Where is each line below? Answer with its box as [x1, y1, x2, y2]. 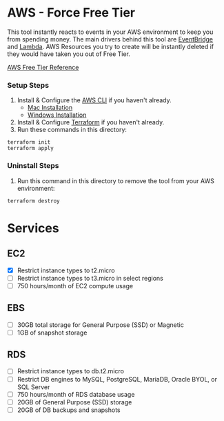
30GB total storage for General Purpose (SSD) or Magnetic [17, 320, 184, 329]
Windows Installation [27, 111, 87, 119]
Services [7, 220, 60, 236]
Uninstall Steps [7, 161, 60, 171]
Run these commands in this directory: [17, 126, 128, 134]
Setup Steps [7, 80, 50, 90]
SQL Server [17, 382, 50, 391]
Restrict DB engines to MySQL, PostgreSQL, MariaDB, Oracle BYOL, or [17, 375, 217, 383]
